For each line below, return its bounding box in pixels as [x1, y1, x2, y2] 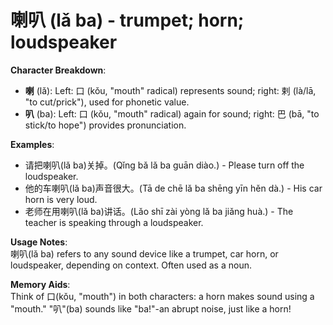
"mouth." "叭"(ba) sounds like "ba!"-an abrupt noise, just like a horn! [10, 302, 292, 315]
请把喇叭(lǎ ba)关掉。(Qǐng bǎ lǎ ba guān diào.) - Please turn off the [24, 159, 305, 171]
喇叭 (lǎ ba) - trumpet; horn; [10, 9, 245, 32]
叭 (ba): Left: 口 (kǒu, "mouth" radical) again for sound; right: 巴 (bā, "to [24, 107, 320, 120]
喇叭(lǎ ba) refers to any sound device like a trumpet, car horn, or [10, 247, 279, 260]
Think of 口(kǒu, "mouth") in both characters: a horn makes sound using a [10, 290, 315, 302]
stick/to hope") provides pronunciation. [24, 119, 187, 131]
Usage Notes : [10, 236, 68, 248]
